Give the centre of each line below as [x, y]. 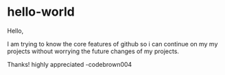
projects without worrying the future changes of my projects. [93, 51]
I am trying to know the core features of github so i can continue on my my [113, 44]
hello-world [41, 12]
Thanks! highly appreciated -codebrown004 [70, 64]
